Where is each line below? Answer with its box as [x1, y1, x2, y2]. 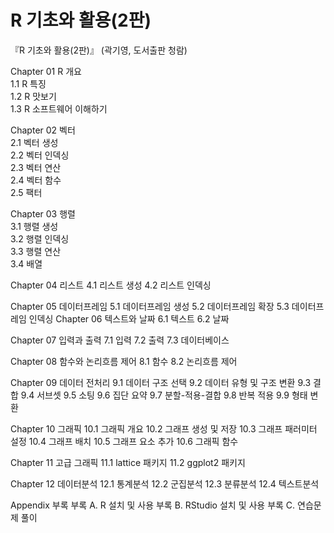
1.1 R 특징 [10, 77, 47, 90]
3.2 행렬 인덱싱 [10, 232, 70, 245]
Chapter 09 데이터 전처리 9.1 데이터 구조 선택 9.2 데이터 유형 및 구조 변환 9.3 [10, 376, 312, 388]
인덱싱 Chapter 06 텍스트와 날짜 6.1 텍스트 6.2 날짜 [28, 312, 230, 325]
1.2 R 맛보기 [10, 90, 57, 102]
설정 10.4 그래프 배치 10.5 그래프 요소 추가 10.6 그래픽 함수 [10, 435, 239, 447]
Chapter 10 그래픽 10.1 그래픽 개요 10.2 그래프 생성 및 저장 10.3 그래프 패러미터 [10, 422, 318, 435]
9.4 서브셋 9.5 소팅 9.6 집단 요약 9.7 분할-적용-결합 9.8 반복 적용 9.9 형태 [20, 389, 308, 401]
